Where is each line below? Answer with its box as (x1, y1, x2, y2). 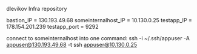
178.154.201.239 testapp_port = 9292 (6, 23, 99, 30)
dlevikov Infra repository (6, 5, 67, 12)
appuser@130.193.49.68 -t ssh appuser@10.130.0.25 (6, 41, 138, 48)
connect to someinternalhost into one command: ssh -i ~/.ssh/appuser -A (6, 35, 190, 41)
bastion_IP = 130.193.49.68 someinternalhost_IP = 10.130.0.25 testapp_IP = (6, 17, 193, 23)
